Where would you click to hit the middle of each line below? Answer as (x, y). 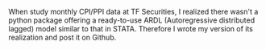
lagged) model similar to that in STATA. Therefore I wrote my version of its (131, 29)
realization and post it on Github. (62, 37)
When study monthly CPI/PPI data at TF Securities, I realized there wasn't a (133, 12)
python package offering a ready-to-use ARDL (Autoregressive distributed (132, 20)
